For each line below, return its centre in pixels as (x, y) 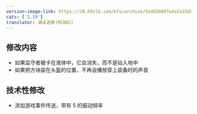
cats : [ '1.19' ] (25, 17)
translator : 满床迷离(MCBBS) (40, 22)
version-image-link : (31, 11)
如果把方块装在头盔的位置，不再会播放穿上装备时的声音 (81, 70)
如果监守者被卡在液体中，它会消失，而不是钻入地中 (76, 63)
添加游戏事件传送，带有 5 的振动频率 (59, 105)
